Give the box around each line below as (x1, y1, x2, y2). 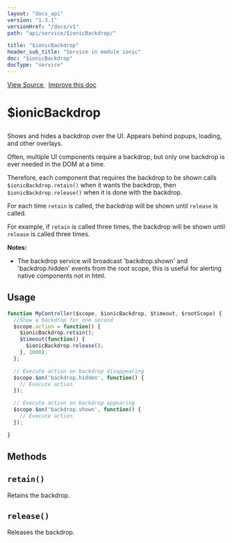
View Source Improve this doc (7, 81, 97, 89)
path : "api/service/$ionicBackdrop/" (7, 29, 117, 37)
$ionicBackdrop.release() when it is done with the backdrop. (7, 188, 183, 197)
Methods (7, 451, 47, 462)
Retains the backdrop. (7, 491, 70, 499)
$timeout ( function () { (19, 336, 85, 343)
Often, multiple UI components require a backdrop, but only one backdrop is (7, 152, 225, 160)
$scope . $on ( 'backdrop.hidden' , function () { (13, 374, 144, 381)
